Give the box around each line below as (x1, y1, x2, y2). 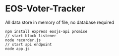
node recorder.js (5, 38, 41, 43)
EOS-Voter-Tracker (5, 3, 85, 14)
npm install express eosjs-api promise (5, 29, 88, 34)
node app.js (5, 46, 30, 51)
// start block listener (5, 33, 57, 38)
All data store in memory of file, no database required (5, 19, 115, 25)
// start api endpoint (5, 42, 52, 47)
